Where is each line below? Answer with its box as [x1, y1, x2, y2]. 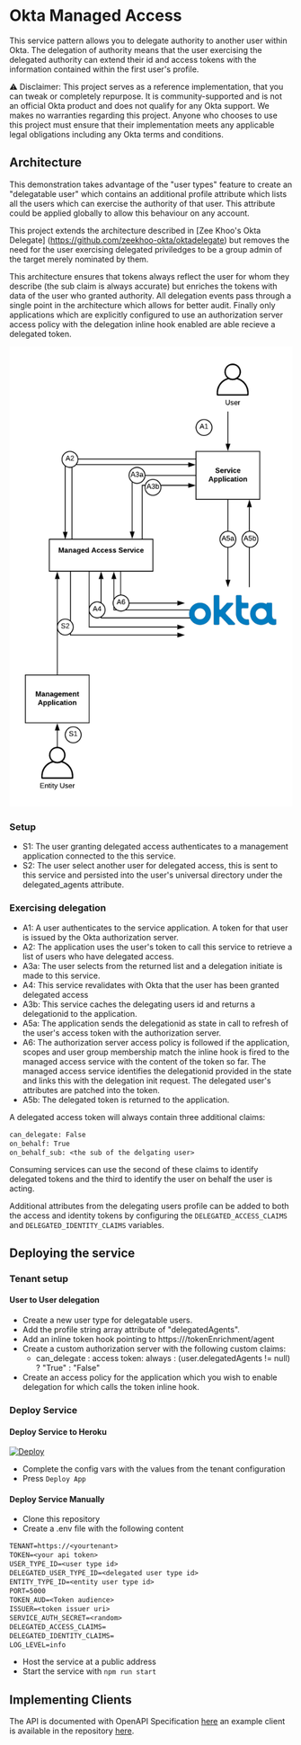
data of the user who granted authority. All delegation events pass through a [9, 289, 292, 301]
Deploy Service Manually [9, 1493, 105, 1504]
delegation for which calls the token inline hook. [22, 1382, 200, 1393]
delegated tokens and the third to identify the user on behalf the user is [9, 1173, 273, 1184]
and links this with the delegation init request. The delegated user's [22, 1075, 271, 1086]
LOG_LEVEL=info [9, 1641, 66, 1650]
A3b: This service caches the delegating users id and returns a [22, 999, 256, 1010]
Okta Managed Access [9, 5, 182, 26]
